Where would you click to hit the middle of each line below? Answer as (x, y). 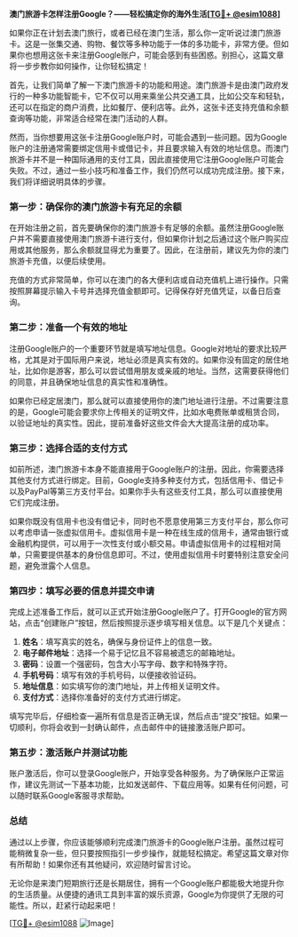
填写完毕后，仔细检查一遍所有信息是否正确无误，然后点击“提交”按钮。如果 (145, 716)
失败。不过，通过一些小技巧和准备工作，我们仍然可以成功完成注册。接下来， (149, 171)
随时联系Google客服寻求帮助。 (73, 796)
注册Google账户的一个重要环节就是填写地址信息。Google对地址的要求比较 (144, 348)
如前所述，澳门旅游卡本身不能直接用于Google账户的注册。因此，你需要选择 (147, 469)
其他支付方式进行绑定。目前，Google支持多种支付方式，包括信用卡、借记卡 (147, 480)
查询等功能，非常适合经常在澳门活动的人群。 (91, 118)
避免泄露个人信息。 (59, 565)
